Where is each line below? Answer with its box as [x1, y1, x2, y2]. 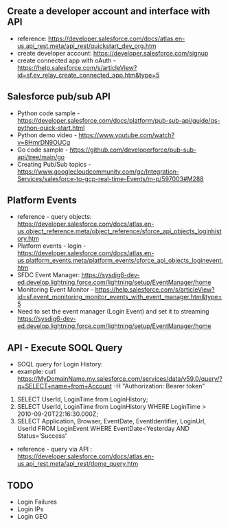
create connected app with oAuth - [16, 56, 117, 65]
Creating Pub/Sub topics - [16, 160, 91, 168]
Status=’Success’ [16, 432, 67, 440]
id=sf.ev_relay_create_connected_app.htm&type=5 [16, 71, 160, 79]
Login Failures [16, 497, 57, 506]
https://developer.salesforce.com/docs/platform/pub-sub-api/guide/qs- [16, 116, 221, 124]
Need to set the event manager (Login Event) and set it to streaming [16, 307, 209, 316]
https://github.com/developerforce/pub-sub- [69, 145, 197, 154]
